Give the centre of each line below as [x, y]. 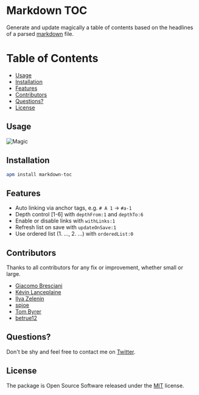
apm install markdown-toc [39, 174]
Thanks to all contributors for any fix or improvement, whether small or [95, 267]
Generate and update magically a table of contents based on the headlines [100, 27]
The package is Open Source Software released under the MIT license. [95, 385]
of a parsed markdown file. [40, 33]
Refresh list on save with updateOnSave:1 [66, 227]
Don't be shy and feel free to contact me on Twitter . [71, 352]
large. [14, 274]
